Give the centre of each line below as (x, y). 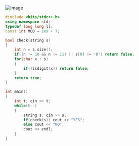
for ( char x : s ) (32, 59)
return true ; (28, 78)
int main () (17, 92)
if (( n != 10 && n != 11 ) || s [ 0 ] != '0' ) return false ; (75, 55)
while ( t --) (26, 106)
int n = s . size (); (34, 50)
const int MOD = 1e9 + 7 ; (32, 31)
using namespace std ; (28, 22)
